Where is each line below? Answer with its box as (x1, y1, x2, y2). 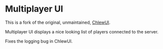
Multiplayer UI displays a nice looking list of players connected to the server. (5, 29, 159, 34)
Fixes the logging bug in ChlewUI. (5, 38, 73, 44)
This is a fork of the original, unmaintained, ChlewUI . (5, 19, 111, 25)
